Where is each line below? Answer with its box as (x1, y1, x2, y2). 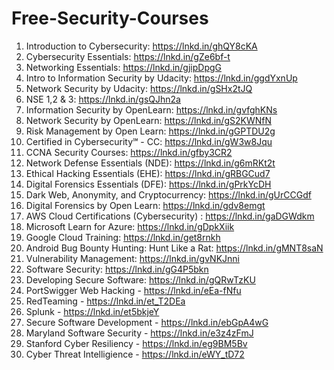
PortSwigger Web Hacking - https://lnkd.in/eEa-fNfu (25, 284, 242, 296)
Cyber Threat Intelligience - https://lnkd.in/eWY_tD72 (25, 348, 245, 360)
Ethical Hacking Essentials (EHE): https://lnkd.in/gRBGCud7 (25, 167, 271, 179)
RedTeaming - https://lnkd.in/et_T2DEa (25, 295, 186, 307)
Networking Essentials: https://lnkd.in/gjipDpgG (25, 61, 222, 73)
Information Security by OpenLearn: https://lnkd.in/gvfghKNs (25, 103, 278, 116)
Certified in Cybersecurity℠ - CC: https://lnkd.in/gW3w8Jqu (25, 135, 273, 147)
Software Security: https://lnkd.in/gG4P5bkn (25, 263, 209, 275)
